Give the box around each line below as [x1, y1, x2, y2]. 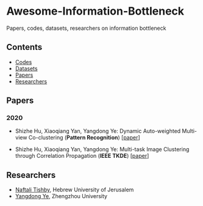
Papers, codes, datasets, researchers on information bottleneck [6, 24, 166, 32]
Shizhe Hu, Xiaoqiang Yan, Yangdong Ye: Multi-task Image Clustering [15, 146, 190, 153]
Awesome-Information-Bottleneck [6, 4, 185, 18]
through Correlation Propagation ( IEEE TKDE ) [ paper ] [15, 152, 149, 160]
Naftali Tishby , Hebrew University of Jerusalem [15, 186, 134, 193]
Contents [6, 42, 43, 52]
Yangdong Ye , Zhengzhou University [15, 193, 108, 200]
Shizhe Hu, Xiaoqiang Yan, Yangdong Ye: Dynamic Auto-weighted [15, 127, 181, 135]
